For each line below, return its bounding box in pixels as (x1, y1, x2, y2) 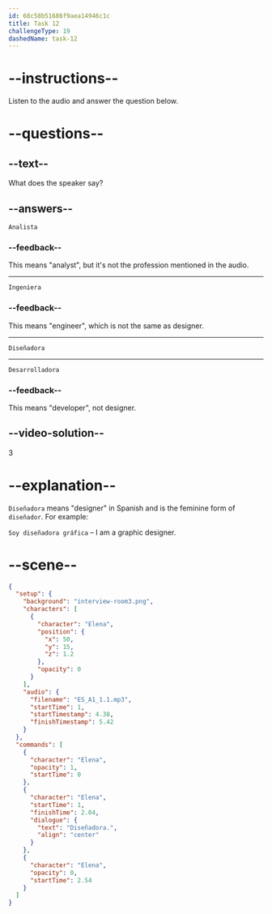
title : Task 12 (8, 19, 60, 28)
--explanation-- (8, 476, 117, 494)
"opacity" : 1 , (29, 763, 79, 771)
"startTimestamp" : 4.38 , (29, 711, 114, 719)
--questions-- (8, 125, 104, 143)
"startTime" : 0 (29, 771, 82, 779)
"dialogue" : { (29, 816, 79, 824)
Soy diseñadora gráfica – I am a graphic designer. (8, 527, 176, 537)
